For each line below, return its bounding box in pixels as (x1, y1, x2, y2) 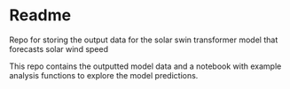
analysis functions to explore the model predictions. (9, 70, 199, 80)
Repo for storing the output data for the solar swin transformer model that (9, 34, 278, 45)
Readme (9, 5, 72, 26)
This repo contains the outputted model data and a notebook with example (9, 61, 282, 71)
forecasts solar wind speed (9, 43, 109, 54)
